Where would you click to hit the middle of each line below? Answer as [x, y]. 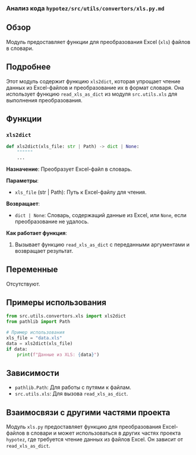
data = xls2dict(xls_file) [39, 343]
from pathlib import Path [38, 322]
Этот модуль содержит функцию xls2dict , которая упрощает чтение [93, 81]
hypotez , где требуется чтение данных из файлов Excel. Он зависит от [95, 440]
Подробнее [29, 67]
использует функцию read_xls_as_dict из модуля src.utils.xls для [92, 94]
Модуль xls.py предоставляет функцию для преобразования [84, 427]
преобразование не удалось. [52, 221]
